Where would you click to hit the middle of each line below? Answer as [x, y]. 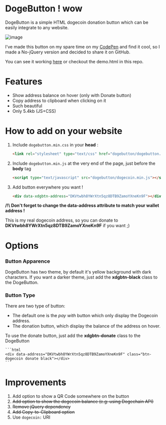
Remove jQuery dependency [41, 407]
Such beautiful [27, 106]
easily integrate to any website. [37, 27]
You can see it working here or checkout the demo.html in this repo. [74, 61]
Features [24, 82]
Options [22, 246]
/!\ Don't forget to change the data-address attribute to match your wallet [82, 205]
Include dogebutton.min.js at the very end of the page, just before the [84, 163]
